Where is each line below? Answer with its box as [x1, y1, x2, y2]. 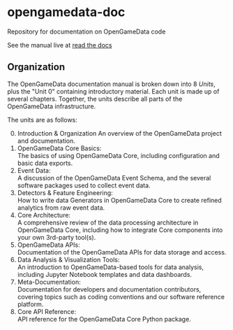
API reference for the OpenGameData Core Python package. [17, 315, 192, 323]
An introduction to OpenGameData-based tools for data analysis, [17, 263, 204, 271]
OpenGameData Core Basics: [17, 144, 102, 152]
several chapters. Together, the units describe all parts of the [7, 94, 183, 103]
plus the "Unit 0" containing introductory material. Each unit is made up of [7, 87, 220, 95]
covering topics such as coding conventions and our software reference [17, 292, 225, 301]
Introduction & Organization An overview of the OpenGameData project [17, 129, 222, 137]
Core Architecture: [17, 210, 71, 219]
